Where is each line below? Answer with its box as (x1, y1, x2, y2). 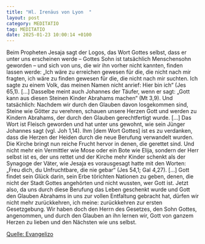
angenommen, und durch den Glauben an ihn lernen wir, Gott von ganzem (6, 212, 194, 219)
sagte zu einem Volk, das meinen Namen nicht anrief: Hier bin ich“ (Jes (6, 81, 186, 89)
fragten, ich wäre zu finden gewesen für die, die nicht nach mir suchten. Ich (6, 75, 198, 82)
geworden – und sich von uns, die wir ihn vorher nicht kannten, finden (6, 62, 183, 69)
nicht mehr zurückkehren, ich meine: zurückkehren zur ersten (6, 199, 163, 207)
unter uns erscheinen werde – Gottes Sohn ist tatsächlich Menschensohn (6, 55, 191, 63)
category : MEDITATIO (6, 20, 60, 26)
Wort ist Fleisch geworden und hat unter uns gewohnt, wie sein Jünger (6, 120, 185, 128)
